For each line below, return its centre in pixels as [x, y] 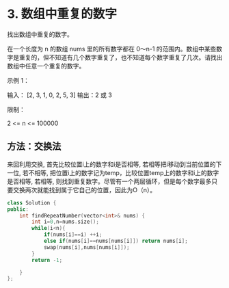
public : [18, 209]
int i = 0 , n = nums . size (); [65, 222]
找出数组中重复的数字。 [40, 34]
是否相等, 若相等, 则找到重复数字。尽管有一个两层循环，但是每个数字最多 [109, 181]
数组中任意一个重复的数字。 [46, 66]
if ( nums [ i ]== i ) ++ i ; [73, 235]
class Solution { [32, 202]
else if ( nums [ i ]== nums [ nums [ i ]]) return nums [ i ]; [116, 241]
